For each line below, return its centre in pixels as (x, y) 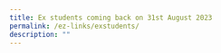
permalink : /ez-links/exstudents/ (75, 26)
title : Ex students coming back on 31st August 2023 (111, 18)
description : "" (40, 34)
